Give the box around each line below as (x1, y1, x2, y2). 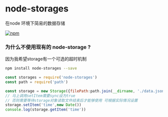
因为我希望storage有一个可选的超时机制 (5, 56, 87, 62)
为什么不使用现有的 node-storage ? (5, 43, 91, 50)
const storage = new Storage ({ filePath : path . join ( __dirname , (5, 88, 135, 93)
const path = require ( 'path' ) (5, 79, 68, 84)
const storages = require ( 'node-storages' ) (5, 75, 97, 80)
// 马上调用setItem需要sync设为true (5, 93, 75, 98)
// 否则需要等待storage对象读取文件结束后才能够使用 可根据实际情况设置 (5, 98, 138, 103)
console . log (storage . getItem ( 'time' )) (5, 107, 86, 112)
